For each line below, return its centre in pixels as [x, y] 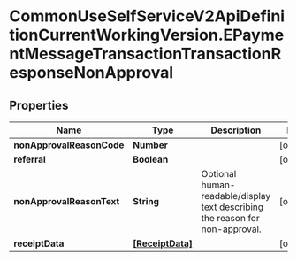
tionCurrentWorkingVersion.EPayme [147, 35]
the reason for [230, 218]
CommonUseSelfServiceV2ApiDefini [147, 16]
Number [150, 145]
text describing [232, 207]
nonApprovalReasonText [67, 201]
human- [218, 185]
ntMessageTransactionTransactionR [145, 54]
